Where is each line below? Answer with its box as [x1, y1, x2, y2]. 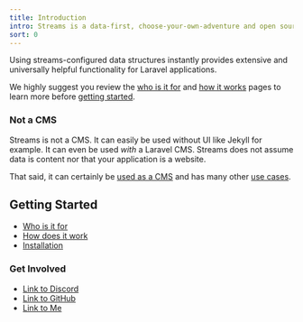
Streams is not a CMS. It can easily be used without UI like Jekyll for [9, 134, 262, 145]
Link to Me [22, 302, 62, 313]
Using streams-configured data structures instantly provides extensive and [9, 55, 289, 66]
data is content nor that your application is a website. [9, 153, 207, 164]
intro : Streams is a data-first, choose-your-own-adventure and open [9, 22, 277, 31]
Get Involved [9, 262, 67, 275]
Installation [22, 240, 64, 251]
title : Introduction [9, 13, 87, 23]
